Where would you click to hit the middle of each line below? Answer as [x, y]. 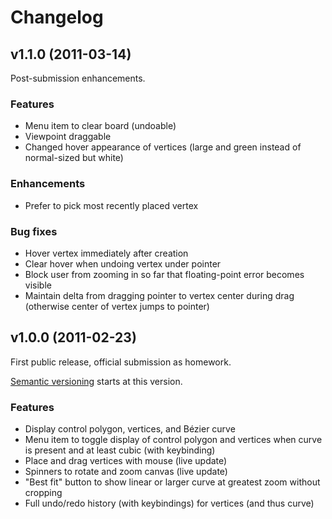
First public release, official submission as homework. [121, 362]
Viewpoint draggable [68, 137]
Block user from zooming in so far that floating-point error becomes [164, 274]
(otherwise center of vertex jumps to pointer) [117, 306]
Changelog [57, 17]
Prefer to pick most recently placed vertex [111, 205]
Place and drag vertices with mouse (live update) [126, 460]
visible [38, 285]
